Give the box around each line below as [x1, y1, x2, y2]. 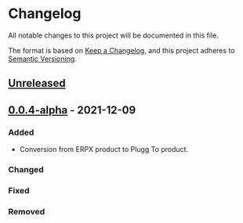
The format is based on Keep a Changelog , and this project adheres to [8, 45, 235, 55]
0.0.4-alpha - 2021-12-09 [8, 103, 136, 117]
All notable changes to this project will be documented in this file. [8, 31, 219, 40]
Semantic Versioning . [8, 54, 77, 63]
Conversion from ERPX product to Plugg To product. [19, 145, 189, 154]
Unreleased [8, 77, 67, 90]
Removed [8, 206, 45, 217]
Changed [8, 164, 45, 174]
